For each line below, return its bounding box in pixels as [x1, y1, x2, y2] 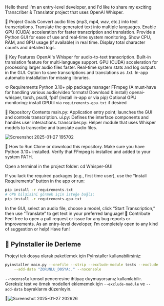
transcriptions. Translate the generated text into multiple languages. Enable [5, 24, 156, 30]
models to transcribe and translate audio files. [5, 125, 98, 131]
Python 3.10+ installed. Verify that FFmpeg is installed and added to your [5, 149, 151, 154]
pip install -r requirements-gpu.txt [5, 196, 82, 201]
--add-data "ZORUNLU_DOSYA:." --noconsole [14, 267, 102, 272]
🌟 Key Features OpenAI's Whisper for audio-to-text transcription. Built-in [5, 54, 151, 60]
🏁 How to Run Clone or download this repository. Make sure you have [5, 144, 145, 149]
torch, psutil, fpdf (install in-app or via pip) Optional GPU [23, 95, 137, 100]
